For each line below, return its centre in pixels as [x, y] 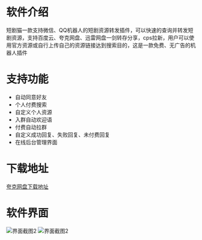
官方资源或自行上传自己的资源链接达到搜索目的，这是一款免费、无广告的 [101, 45]
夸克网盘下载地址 [27, 186]
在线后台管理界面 [36, 142]
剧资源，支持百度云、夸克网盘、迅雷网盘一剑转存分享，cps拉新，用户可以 [98, 37]
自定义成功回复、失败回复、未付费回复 [62, 134]
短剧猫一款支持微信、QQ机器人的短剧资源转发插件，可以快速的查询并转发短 [100, 30]
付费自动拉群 [31, 127]
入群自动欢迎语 [33, 119]
